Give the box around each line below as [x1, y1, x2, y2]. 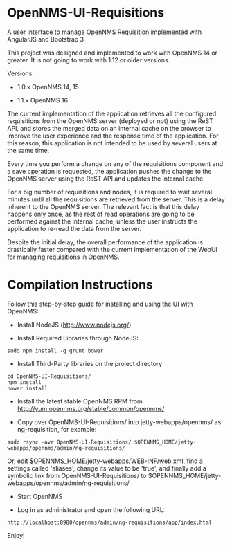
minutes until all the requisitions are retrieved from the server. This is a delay [7, 195, 225, 203]
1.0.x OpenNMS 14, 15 [17, 82, 80, 91]
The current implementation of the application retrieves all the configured [7, 109, 217, 118]
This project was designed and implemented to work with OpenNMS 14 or [7, 48, 218, 57]
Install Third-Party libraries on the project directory [17, 359, 163, 367]
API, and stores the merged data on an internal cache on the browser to [7, 124, 211, 132]
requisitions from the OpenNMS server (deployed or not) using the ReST [7, 116, 213, 125]
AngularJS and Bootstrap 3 [7, 35, 84, 43]
